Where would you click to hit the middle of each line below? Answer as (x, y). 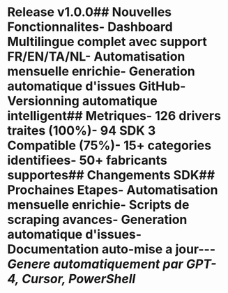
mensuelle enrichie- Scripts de (98, 205)
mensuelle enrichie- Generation (101, 72)
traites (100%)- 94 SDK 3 (82, 131)
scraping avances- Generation (97, 220)
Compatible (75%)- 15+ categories (109, 145)
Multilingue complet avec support (107, 42)
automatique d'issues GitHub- (97, 86)
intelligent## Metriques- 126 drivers (114, 116)
